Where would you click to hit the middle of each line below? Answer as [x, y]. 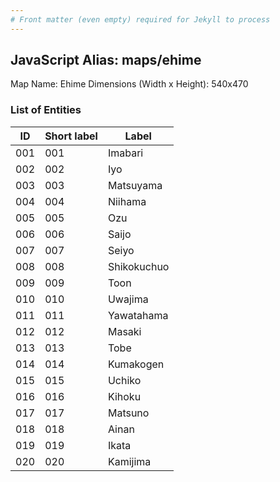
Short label [71, 136]
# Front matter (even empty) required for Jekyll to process [140, 19]
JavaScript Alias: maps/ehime [106, 60]
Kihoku [124, 396]
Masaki [124, 331]
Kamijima [129, 461]
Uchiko [124, 380]
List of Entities [46, 110]
